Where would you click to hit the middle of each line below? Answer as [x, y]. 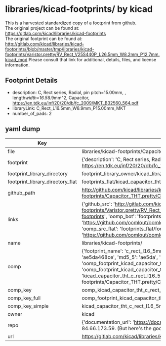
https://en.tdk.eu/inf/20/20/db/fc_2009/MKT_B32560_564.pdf [75, 103]
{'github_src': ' [98, 204]
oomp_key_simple [28, 306]
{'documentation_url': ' [108, 322]
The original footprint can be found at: [44, 39]
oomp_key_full [24, 298]
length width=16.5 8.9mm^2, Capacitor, [51, 98]
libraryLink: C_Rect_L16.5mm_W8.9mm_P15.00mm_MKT [69, 108]
